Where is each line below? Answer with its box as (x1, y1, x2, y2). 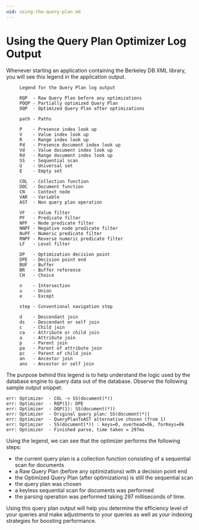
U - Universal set (19, 163, 73, 169)
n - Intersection (19, 282, 70, 289)
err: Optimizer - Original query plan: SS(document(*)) (6, 411, 150, 417)
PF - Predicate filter (19, 215, 81, 221)
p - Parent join (19, 340, 68, 346)
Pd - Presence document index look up (19, 142, 121, 148)
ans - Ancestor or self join (19, 361, 94, 367)
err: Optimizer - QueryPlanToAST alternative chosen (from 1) (6, 416, 166, 422)
